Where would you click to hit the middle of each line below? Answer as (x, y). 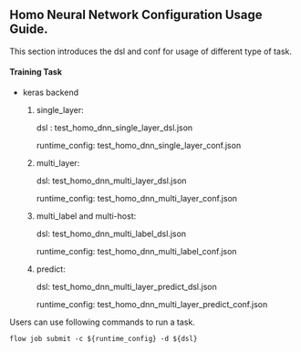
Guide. (29, 30)
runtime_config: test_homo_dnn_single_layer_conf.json (139, 146)
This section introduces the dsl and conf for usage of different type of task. (150, 51)
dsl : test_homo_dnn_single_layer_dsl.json (114, 128)
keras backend (51, 93)
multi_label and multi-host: (86, 216)
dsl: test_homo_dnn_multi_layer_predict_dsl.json (126, 287)
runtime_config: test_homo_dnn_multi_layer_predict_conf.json (152, 305)
